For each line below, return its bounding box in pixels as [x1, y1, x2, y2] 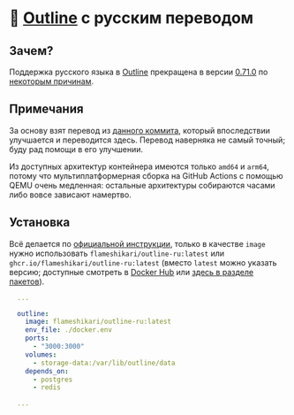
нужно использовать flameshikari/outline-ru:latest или [9, 248, 225, 258]
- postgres [32, 375, 73, 384]
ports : [25, 334, 49, 343]
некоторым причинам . [9, 76, 94, 87]
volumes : [25, 350, 57, 359]
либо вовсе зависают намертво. [9, 189, 132, 200]
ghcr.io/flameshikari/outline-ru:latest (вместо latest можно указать [9, 257, 277, 268]
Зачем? [9, 43, 54, 58]
